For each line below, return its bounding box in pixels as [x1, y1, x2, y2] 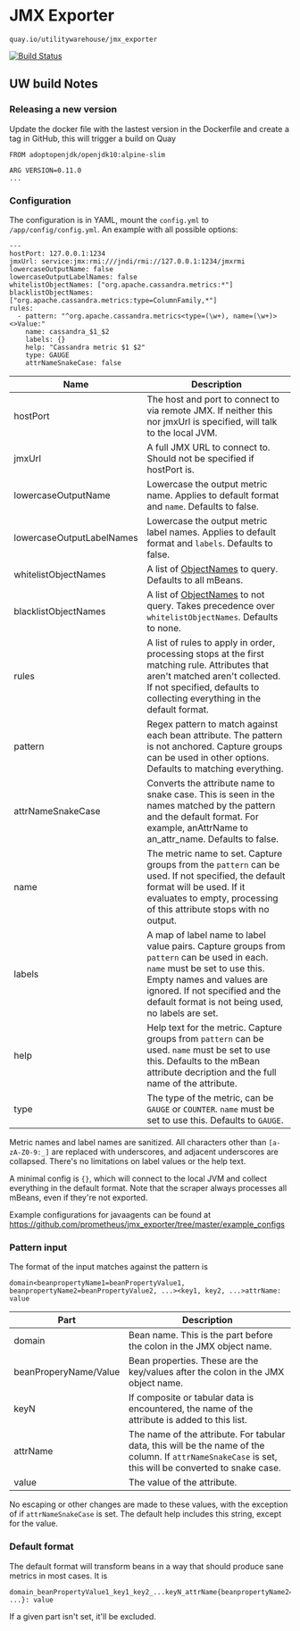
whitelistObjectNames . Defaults [146, 611, 279, 623]
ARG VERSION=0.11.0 [9, 166, 82, 175]
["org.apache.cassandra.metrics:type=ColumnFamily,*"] [9, 295, 218, 304]
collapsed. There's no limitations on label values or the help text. [9, 1155, 246, 1166]
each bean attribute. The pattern [146, 728, 283, 741]
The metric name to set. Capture [146, 847, 283, 860]
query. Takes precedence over [146, 599, 275, 612]
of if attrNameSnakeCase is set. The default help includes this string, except [9, 1509, 282, 1519]
